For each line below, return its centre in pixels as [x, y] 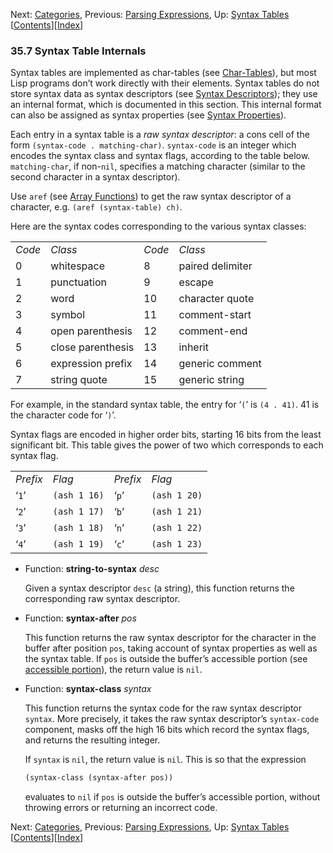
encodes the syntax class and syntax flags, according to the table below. [160, 156]
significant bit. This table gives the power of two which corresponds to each [167, 445]
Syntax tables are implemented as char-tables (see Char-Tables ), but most [163, 73]
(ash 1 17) [78, 512]
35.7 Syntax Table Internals [78, 51]
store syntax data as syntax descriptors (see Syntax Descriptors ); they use [164, 94]
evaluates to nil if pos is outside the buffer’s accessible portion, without [172, 797]
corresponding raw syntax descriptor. [102, 599]
